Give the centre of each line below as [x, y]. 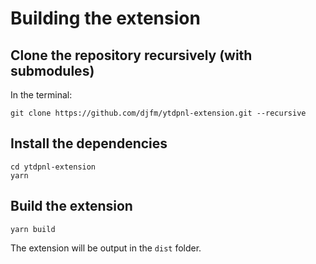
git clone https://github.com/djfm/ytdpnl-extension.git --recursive [158, 113]
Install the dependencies [89, 143]
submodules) [52, 70]
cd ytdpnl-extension [53, 167]
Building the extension [105, 18]
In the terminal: [41, 95]
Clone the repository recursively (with [131, 55]
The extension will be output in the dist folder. [106, 248]
